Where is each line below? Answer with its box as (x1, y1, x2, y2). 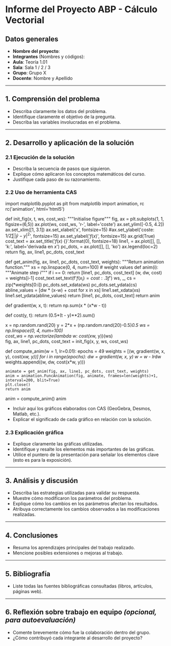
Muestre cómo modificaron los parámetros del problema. (12, 495, 132, 501)
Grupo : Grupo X (12, 70, 47, 76)
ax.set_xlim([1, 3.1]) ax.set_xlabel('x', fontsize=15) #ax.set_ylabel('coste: (5, 227, 154, 233)
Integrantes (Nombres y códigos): (12, 53, 85, 60)
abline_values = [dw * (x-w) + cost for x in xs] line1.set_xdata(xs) (5, 287, 140, 293)
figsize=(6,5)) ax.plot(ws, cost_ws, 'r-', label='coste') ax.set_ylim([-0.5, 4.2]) (5, 221, 164, 227)
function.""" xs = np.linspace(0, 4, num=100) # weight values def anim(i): (5, 264, 159, 270)
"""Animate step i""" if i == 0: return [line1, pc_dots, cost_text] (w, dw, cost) (5, 270, 162, 276)
